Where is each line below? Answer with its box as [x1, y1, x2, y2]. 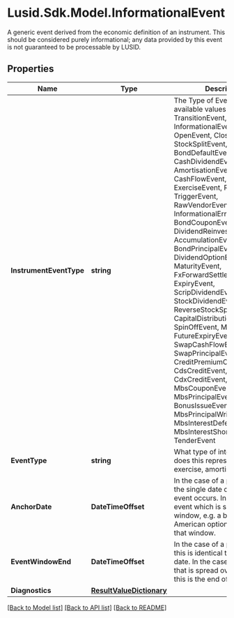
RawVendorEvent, [173, 200, 233, 210]
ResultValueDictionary [91, 585, 167, 595]
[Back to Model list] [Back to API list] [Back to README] [7, 603, 167, 612]
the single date [173, 484, 223, 494]
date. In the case [173, 557, 228, 566]
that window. [173, 528, 216, 538]
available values [173, 104, 226, 114]
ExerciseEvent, [173, 183, 223, 193]
